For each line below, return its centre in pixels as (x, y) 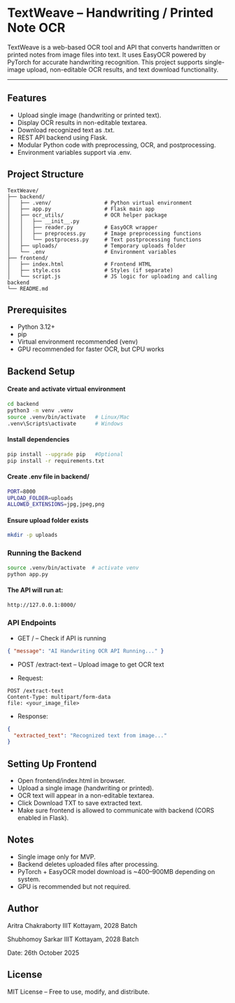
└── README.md (28, 289)
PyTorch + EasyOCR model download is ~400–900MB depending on (116, 871)
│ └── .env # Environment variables (92, 252)
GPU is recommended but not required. (74, 886)
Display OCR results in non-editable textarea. (82, 122)
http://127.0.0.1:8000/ (42, 605)
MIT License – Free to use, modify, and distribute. (79, 991)
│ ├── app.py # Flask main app (81, 209)
